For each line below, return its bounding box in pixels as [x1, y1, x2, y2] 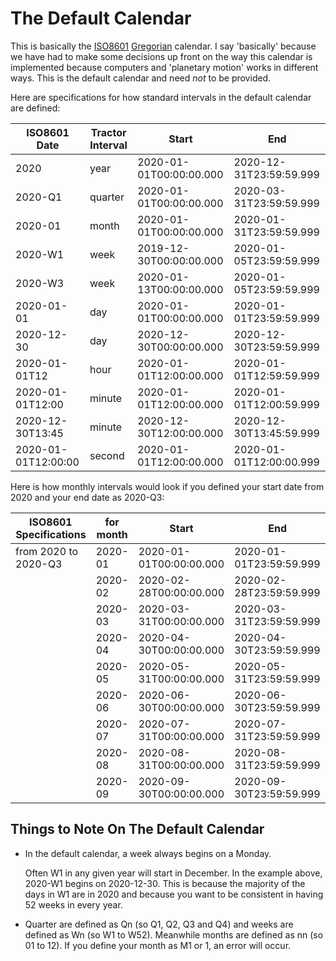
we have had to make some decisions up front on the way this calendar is [10, 50, 313, 62]
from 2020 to [15, 544, 79, 558]
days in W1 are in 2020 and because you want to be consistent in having [24, 888, 324, 900]
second [89, 448, 125, 462]
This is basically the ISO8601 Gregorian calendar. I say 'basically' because [10, 40, 317, 52]
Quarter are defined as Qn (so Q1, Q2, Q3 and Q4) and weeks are [24, 918, 294, 930]
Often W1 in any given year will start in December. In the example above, [24, 867, 323, 879]
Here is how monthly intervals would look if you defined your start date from [10, 480, 325, 492]
